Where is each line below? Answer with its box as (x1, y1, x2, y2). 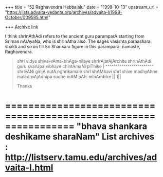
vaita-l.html (5, 162, 54, 173)
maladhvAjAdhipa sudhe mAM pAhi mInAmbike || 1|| (17, 74, 121, 79)
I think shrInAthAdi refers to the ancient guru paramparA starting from (5, 34, 145, 39)
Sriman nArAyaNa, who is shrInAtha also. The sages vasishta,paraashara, (5, 38, 152, 44)
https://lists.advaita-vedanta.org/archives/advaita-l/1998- (7, 9, 123, 15)
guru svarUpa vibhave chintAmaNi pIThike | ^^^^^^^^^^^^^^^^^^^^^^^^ (17, 63, 154, 69)
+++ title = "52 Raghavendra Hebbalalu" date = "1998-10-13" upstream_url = (5, 4, 159, 10)
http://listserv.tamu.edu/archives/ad (5, 152, 157, 163)
